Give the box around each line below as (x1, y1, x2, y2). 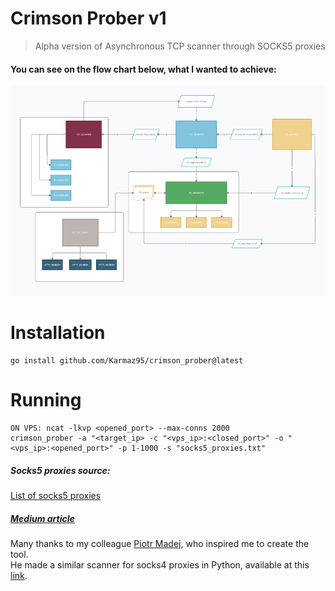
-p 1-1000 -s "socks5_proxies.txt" (117, 443, 267, 454)
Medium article (10, 512, 75, 524)
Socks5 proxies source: (10, 464, 111, 476)
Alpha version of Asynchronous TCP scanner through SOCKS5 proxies (34, 40, 326, 52)
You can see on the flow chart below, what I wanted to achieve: (10, 63, 277, 75)
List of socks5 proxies (10, 489, 102, 501)
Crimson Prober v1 (10, 7, 167, 30)
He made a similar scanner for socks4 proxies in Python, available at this (10, 558, 310, 571)
